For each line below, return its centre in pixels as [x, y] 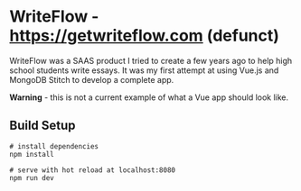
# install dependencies [54, 146]
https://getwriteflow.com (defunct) [145, 36]
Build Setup [42, 126]
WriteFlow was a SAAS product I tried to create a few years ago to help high [151, 60]
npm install [32, 154]
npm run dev [32, 177]
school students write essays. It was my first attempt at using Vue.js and [144, 70]
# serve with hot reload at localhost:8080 [93, 170]
